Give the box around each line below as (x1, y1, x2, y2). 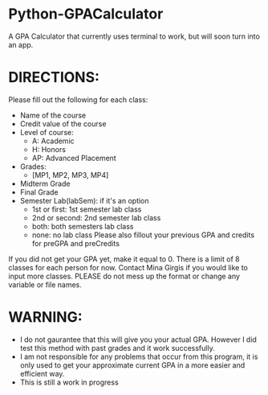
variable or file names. (8, 279, 83, 290)
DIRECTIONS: (8, 68, 100, 87)
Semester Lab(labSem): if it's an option (19, 195, 150, 205)
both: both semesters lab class (31, 221, 134, 231)
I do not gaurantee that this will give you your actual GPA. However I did (19, 335, 257, 344)
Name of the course (19, 110, 87, 120)
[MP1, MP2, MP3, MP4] (31, 170, 109, 179)
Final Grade (19, 187, 59, 197)
